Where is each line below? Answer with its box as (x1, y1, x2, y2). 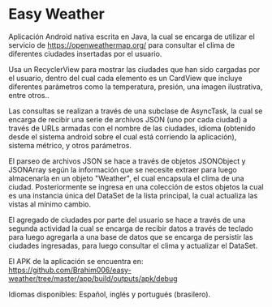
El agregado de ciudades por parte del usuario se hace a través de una (8, 215, 246, 224)
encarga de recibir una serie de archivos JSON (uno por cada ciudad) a (8, 114, 248, 124)
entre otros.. (8, 90, 50, 100)
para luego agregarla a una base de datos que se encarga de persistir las (8, 232, 253, 241)
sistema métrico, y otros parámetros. (8, 140, 132, 150)
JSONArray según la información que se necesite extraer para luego (8, 164, 238, 174)
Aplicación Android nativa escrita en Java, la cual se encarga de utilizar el (8, 32, 256, 41)
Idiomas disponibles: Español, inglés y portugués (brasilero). (8, 289, 211, 299)
